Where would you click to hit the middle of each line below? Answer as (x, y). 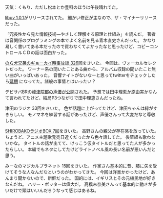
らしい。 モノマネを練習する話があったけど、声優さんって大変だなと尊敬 (82, 114)
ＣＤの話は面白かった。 (45, 52)
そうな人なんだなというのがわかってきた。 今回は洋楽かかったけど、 (82, 172)
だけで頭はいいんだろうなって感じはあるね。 (54, 190)
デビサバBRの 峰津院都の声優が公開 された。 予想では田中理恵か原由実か (77, 92)
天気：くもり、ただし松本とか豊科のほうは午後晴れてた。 (63, 7)
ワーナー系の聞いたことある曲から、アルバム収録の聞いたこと (90, 69)
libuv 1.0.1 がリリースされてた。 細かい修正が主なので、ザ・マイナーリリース (81, 18)
